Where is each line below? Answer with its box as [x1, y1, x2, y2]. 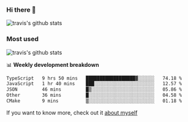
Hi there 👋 [6, 6, 37, 14]
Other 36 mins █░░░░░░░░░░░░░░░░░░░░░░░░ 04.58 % [6, 92, 182, 99]
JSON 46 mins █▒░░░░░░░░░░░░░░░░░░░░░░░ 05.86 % [6, 86, 182, 93]
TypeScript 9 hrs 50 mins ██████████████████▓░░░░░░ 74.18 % [6, 75, 182, 82]
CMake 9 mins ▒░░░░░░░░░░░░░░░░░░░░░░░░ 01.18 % [6, 98, 182, 104]
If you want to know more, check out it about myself [6, 109, 138, 116]
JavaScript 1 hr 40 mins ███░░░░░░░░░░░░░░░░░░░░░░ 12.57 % [6, 81, 182, 87]
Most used [6, 35, 39, 44]
